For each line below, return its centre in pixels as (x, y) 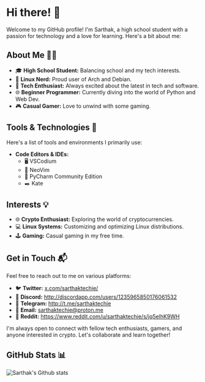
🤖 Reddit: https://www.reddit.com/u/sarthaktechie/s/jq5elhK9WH (97, 316)
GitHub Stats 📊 (36, 355)
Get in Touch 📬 (37, 258)
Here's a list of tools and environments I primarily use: (74, 142)
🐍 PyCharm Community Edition (63, 176)
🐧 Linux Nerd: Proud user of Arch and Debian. (73, 79)
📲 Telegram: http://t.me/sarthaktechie (63, 304)
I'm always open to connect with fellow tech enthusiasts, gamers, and (94, 328)
